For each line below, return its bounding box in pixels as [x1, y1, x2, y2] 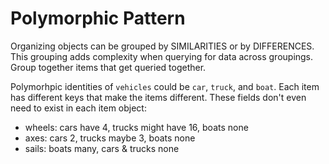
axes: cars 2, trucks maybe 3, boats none [24, 132, 196, 144]
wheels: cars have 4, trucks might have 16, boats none [24, 121, 249, 133]
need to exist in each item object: [10, 102, 147, 114]
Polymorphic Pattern [10, 7, 186, 30]
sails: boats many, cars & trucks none [24, 142, 180, 154]
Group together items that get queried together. [10, 61, 207, 73]
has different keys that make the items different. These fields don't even [10, 91, 307, 103]
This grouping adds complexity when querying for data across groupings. [10, 50, 314, 62]
